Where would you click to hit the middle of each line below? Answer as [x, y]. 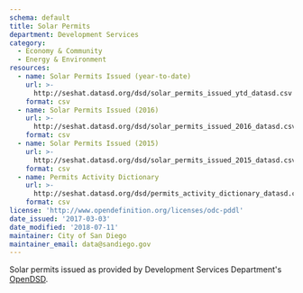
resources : [30, 69]
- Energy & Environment [62, 60]
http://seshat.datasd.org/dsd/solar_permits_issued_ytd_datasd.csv [163, 93]
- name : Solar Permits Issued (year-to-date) [105, 77]
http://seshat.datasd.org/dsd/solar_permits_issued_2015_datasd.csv [165, 160]
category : [28, 43]
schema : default [40, 18]
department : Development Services [74, 34]
